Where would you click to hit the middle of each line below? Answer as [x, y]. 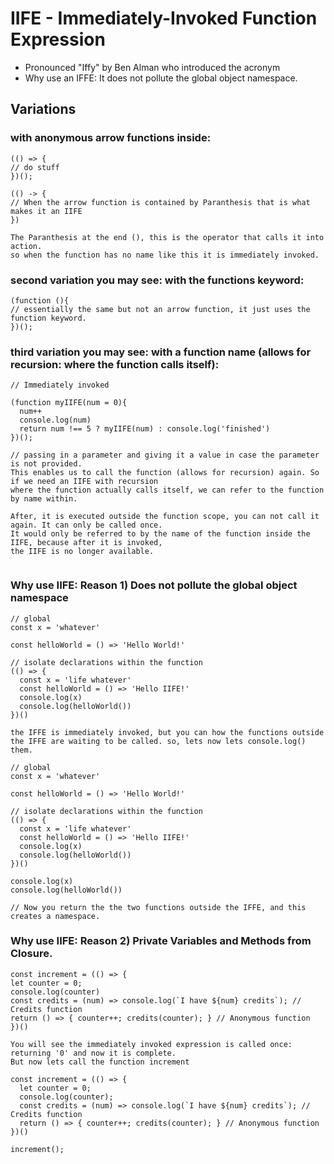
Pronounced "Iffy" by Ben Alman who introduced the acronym [152, 67]
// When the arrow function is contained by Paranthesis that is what [160, 202]
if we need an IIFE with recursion [84, 482]
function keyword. [48, 318]
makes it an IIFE [46, 211]
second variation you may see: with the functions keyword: [157, 280]
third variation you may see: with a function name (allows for [161, 352]
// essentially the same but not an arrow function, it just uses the [160, 309]
